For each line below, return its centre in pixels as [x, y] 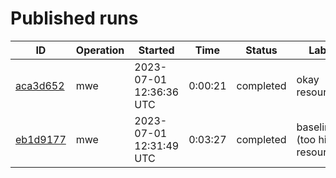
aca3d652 [40, 85]
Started [156, 50]
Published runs [74, 18]
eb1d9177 [41, 139]
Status [261, 50]
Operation [100, 50]
